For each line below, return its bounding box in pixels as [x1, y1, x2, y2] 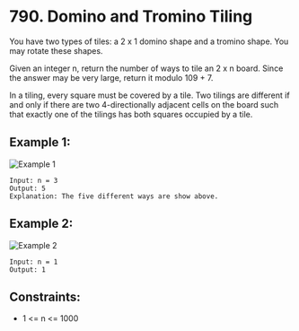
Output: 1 [9, 265, 47, 274]
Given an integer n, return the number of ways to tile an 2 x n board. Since [9, 63, 284, 74]
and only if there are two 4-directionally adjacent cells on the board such [9, 99, 279, 109]
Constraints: [9, 289, 81, 304]
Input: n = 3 [9, 176, 58, 185]
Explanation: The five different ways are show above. [9, 191, 219, 201]
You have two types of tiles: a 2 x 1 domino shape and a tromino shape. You [9, 36, 289, 47]
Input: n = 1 [9, 257, 58, 266]
